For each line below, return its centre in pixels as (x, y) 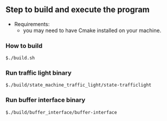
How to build (24, 46)
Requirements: (32, 24)
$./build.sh (20, 58)
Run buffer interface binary (46, 100)
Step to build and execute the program (78, 10)
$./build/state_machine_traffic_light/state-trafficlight (78, 85)
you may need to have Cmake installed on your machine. (92, 30)
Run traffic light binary (38, 73)
